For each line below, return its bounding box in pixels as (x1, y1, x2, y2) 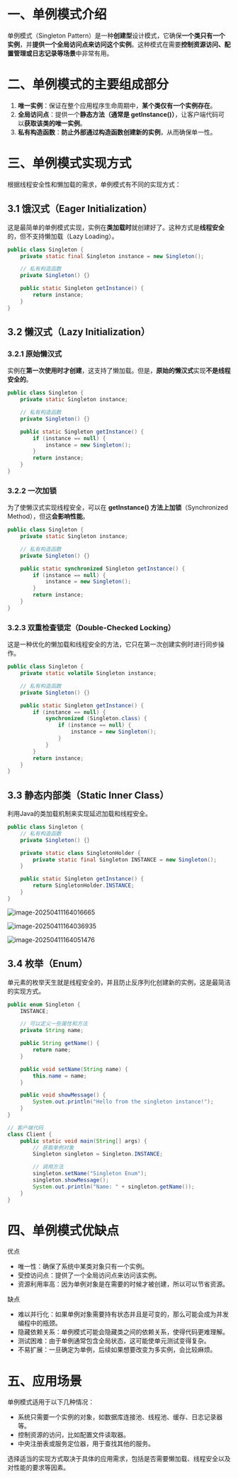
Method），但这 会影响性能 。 (7, 512, 89, 521)
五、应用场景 (7, 1373, 83, 1389)
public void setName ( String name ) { (20, 1065, 129, 1073)
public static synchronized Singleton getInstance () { (20, 565, 186, 572)
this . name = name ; (33, 1072, 87, 1080)
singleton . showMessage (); (33, 1177, 110, 1184)
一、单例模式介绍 (7, 6, 108, 23)
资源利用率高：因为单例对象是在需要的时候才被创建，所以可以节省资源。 (17, 1280, 229, 1289)
